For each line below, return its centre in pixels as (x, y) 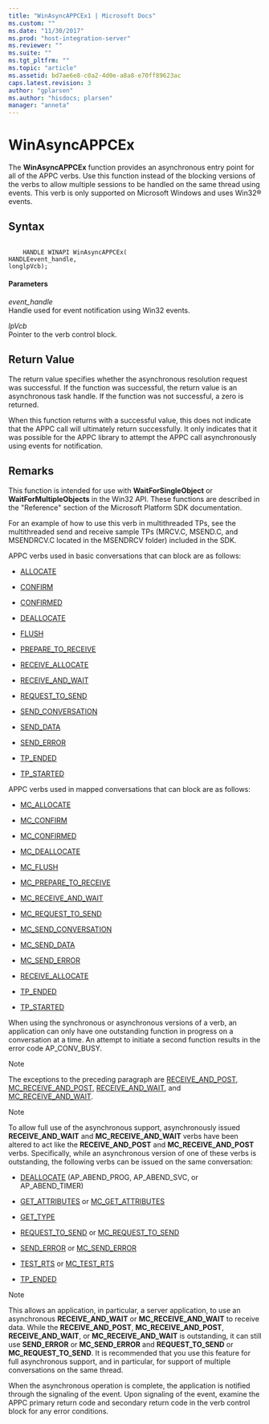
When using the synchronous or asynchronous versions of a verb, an (122, 1022)
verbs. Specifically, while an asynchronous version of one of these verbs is (132, 1153)
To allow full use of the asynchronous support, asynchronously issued (124, 1127)
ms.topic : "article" (43, 68)
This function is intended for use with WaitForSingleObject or (110, 490)
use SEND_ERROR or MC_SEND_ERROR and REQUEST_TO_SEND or (121, 1344)
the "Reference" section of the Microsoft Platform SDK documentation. (125, 508)
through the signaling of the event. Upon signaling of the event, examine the (134, 1393)
